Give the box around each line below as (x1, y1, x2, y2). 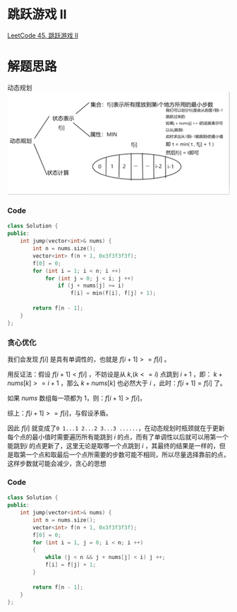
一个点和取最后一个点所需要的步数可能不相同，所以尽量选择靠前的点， (25, 450, 230, 459)
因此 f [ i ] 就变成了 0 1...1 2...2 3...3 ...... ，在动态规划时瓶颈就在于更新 (7, 424, 225, 432)
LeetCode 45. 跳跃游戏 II (7, 31, 79, 40)
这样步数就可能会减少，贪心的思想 (7, 459, 107, 468)
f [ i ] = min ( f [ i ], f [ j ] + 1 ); (70, 290, 157, 297)
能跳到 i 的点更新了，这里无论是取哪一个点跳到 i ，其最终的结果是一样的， (7, 442, 220, 450)
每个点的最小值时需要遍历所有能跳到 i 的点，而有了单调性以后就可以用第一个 (7, 432, 229, 442)
